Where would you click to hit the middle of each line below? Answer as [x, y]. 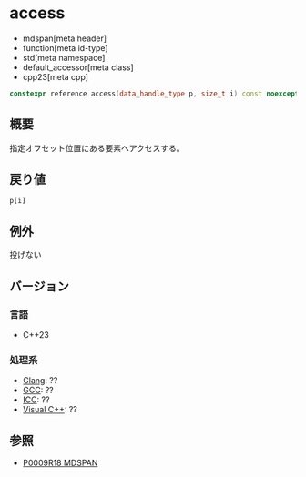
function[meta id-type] [65, 47]
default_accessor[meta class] [78, 67]
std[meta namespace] [64, 57]
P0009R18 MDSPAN [60, 463]
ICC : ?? [36, 400]
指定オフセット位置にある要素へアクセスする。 [97, 147]
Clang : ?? [40, 381]
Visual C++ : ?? [50, 410]
